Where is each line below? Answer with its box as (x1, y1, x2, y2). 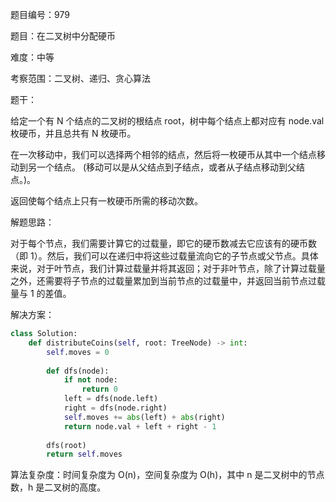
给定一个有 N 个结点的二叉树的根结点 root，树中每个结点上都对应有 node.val (10, 115, 325, 127)
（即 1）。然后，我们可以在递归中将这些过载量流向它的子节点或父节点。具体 (10, 250, 319, 262)
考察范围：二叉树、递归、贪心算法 (10, 73, 151, 84)
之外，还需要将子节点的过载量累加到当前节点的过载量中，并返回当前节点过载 (10, 275, 326, 287)
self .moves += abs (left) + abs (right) (63, 412, 226, 422)
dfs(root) (46, 440, 87, 450)
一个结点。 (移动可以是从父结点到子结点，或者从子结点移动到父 (36, 161, 297, 173)
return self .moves (46, 449, 123, 460)
